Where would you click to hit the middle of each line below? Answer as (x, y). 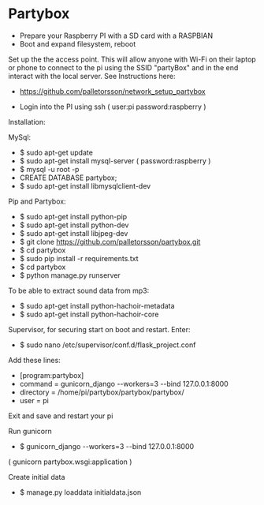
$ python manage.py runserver (70, 275)
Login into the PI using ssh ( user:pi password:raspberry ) (113, 107)
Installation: (27, 122)
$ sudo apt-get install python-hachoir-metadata (97, 305)
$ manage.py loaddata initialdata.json (80, 492)
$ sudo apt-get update (56, 152)
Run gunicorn (30, 431)
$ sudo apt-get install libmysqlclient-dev (85, 185)
